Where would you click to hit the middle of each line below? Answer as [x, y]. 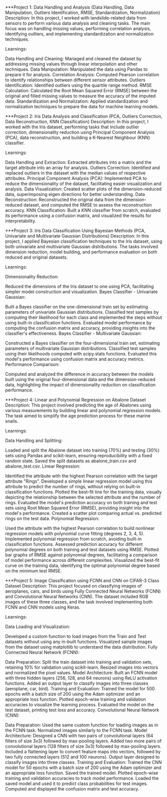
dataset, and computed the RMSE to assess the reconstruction [87, 205]
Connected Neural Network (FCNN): [42, 652]
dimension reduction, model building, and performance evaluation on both [81, 252]
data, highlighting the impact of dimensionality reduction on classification [81, 385]
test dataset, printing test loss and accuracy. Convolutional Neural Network [82, 710]
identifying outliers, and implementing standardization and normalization [80, 34]
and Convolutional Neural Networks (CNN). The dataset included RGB [77, 596]
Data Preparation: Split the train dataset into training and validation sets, [79, 662]
